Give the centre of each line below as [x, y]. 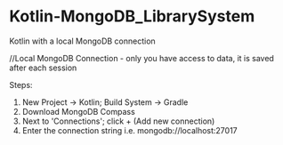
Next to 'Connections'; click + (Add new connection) [118, 121]
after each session [43, 68]
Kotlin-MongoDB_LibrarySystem [132, 16]
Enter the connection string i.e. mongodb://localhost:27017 [129, 130]
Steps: [21, 85]
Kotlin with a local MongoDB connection [82, 41]
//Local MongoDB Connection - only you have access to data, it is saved [141, 58]
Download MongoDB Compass [78, 111]
